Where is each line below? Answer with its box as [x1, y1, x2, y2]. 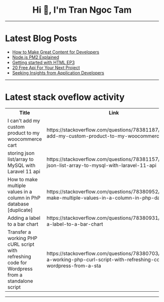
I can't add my [7, 117, 41, 124]
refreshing [7, 253, 32, 260]
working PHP [7, 234, 38, 241]
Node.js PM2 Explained [12, 54, 60, 60]
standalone [7, 278, 33, 284]
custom [7, 123, 25, 130]
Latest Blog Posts [5, 33, 77, 44]
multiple [7, 182, 26, 189]
